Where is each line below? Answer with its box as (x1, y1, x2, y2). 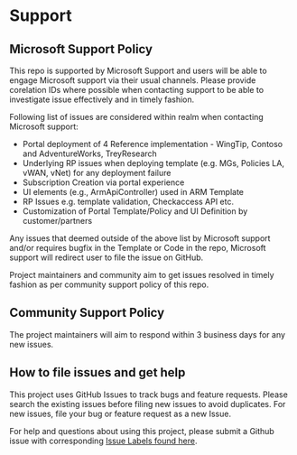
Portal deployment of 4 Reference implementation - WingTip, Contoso (22, 139, 283, 149)
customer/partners (22, 216, 93, 226)
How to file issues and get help (9, 365, 186, 380)
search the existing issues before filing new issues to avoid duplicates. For (9, 398, 286, 409)
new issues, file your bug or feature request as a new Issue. (9, 408, 232, 419)
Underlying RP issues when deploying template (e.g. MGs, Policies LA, (22, 158, 284, 168)
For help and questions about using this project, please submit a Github (9, 425, 275, 436)
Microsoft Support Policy (9, 42, 153, 57)
